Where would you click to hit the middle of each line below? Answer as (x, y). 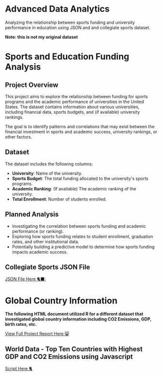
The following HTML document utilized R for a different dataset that (74, 314)
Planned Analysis (32, 214)
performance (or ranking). (38, 231)
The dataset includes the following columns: (49, 164)
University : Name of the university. (47, 173)
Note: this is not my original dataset (42, 37)
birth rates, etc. (21, 325)
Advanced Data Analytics (57, 9)
